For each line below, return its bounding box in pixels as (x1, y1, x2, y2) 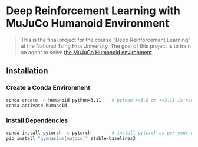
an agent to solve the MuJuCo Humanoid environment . (20, 48, 154, 55)
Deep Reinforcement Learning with (6, 4, 181, 18)
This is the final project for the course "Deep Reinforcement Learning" (20, 36, 191, 43)
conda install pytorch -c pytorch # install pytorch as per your (6, 130, 189, 136)
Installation (6, 66, 48, 76)
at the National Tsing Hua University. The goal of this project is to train (20, 43, 192, 50)
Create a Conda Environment (6, 84, 91, 92)
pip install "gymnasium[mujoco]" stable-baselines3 (6, 135, 136, 141)
